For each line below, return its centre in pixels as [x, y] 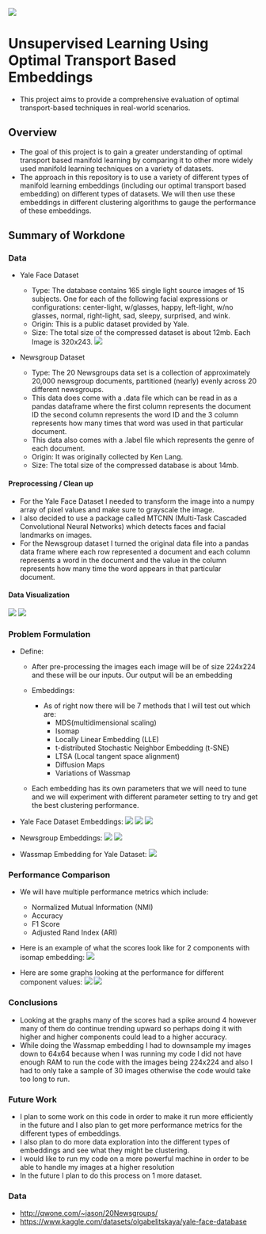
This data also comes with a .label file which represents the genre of [143, 440]
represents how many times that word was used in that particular [137, 423]
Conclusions [33, 1003]
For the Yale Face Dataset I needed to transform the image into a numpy [137, 501]
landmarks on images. [56, 535]
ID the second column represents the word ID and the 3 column [135, 415]
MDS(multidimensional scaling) [106, 723]
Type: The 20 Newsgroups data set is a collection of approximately [141, 373]
